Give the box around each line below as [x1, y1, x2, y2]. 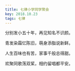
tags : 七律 [5, 16, 26, 21]
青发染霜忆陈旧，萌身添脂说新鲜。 [5, 40, 73, 46]
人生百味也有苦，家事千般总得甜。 [5, 50, 73, 56]
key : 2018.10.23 [5, 12, 38, 16]
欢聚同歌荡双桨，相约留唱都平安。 [5, 61, 73, 67]
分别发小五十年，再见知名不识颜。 [5, 30, 73, 36]
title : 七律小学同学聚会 [5, 7, 49, 12]
